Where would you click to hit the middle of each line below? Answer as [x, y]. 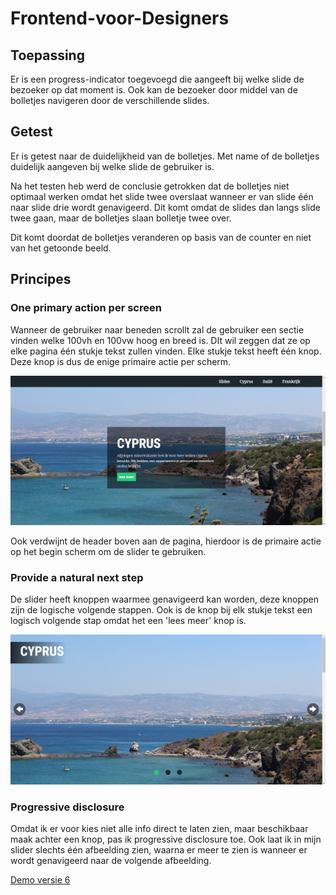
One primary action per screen [86, 308]
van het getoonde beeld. [61, 248]
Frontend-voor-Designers [120, 18]
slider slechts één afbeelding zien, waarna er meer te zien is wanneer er [159, 850]
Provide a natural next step [77, 578]
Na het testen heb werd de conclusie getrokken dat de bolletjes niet [150, 186]
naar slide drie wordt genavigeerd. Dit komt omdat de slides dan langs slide [165, 207]
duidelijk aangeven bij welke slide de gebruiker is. [112, 166]
